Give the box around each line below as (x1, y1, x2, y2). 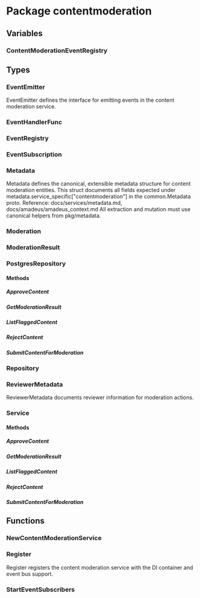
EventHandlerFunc (6, 118, 62, 126)
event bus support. (6, 570, 53, 578)
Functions (6, 516, 45, 526)
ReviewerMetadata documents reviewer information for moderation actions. (6, 394, 194, 401)
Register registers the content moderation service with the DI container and (6, 564, 193, 571)
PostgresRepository (6, 260, 66, 268)
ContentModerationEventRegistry (6, 46, 108, 55)
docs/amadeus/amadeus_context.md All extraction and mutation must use (6, 206, 191, 213)
